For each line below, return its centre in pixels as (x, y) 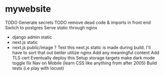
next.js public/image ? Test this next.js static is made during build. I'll (81, 47)
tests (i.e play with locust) (38, 68)
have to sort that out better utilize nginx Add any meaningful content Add (86, 53)
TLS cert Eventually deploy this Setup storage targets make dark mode (83, 57)
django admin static (32, 37)
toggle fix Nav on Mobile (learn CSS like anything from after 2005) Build (84, 63)
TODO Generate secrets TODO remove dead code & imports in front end (78, 22)
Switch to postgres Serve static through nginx (51, 27)
